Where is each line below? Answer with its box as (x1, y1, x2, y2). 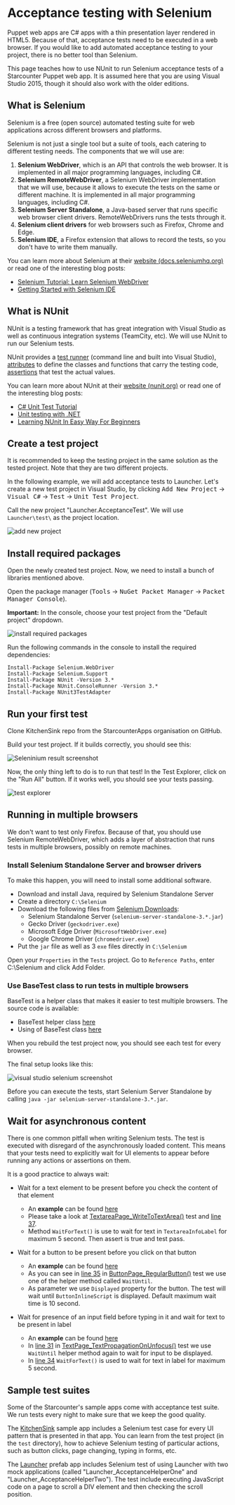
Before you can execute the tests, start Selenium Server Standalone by (7, 1087, 212, 1096)
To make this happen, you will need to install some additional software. (7, 876, 212, 884)
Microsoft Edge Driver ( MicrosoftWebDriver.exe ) (27, 927, 167, 936)
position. (7, 1490, 33, 1499)
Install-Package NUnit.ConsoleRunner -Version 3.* (7, 682, 159, 690)
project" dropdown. (7, 616, 64, 624)
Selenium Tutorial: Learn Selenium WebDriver (17, 277, 149, 286)
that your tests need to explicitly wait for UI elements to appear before (7, 1149, 210, 1157)
